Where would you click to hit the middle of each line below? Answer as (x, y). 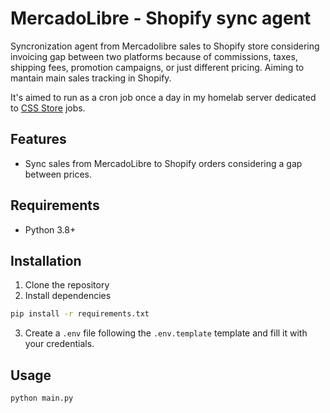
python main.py (42, 398)
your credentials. (59, 344)
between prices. (58, 174)
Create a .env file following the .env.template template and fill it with (166, 333)
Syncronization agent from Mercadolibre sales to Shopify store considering (165, 46)
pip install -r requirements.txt (80, 314)
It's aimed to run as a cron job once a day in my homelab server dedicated (163, 97)
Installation (46, 260)
